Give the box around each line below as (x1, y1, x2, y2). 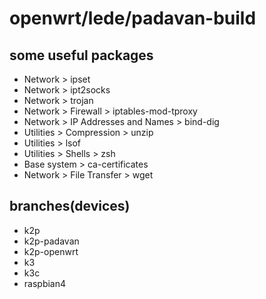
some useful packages (9, 47, 154, 64)
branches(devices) (9, 198, 131, 215)
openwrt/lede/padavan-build (9, 7, 257, 30)
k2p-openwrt (23, 245, 79, 257)
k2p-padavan (23, 235, 80, 247)
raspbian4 (23, 277, 67, 289)
